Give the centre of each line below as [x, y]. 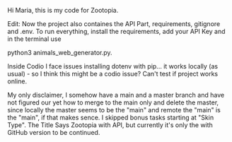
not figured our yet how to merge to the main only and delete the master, [113, 102]
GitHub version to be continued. [54, 132]
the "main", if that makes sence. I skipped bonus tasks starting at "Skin [111, 117]
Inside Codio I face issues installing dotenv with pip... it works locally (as [112, 66]
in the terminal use [34, 39]
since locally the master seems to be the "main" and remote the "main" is [114, 110]
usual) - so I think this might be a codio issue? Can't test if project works [112, 74]
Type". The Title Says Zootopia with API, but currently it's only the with [110, 125]
